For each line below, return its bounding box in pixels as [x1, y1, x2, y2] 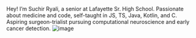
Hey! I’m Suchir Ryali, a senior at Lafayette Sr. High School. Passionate [6, 6, 184, 12]
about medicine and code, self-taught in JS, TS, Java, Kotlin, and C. [6, 12, 178, 19]
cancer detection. [6, 25, 51, 32]
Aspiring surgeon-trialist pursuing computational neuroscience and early [6, 18, 190, 25]
